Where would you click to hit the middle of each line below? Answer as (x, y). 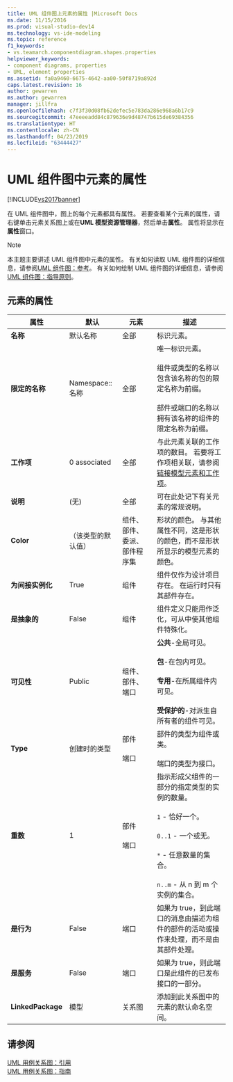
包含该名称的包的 (185, 378)
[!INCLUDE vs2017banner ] (44, 200)
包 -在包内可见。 (183, 662)
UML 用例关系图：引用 (39, 1063)
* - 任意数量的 (180, 854)
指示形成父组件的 (185, 777)
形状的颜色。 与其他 (189, 520)
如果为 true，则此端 (189, 962)
